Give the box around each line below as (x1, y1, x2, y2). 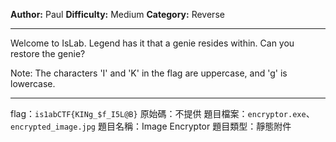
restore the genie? (10, 48, 86, 59)
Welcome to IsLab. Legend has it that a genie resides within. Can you (10, 37, 295, 49)
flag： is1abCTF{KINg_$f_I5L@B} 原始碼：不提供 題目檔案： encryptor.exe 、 (10, 108, 315, 119)
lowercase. (10, 78, 56, 89)
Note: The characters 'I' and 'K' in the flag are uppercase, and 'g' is (10, 67, 288, 79)
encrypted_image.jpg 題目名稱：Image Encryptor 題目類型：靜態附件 (10, 120, 292, 132)
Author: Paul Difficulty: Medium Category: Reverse (10, 9, 225, 20)
